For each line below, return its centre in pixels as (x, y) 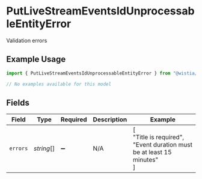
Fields (18, 102)
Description (110, 120)
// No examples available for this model (59, 84)
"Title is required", (159, 138)
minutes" (146, 160)
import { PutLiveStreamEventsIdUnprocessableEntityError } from (88, 73)
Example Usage (36, 59)
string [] (44, 148)
